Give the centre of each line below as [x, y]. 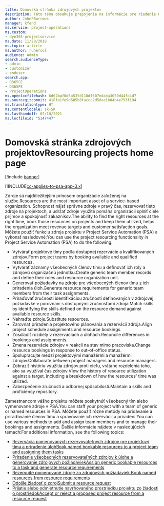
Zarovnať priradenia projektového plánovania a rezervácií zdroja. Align [82, 324]
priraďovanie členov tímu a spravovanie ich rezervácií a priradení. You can [79, 416]
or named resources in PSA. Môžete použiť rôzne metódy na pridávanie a [79, 411]
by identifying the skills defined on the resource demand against [77, 309]
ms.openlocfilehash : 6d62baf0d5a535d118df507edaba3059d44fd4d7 [71, 96]
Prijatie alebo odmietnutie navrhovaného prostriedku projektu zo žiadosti [85, 488]
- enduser [15, 73]
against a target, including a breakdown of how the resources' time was [84, 376]
